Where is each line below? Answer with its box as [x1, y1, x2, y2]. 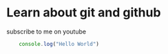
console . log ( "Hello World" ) [19, 40, 99, 47]
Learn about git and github [6, 5, 161, 21]
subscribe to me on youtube [6, 27, 87, 36]
